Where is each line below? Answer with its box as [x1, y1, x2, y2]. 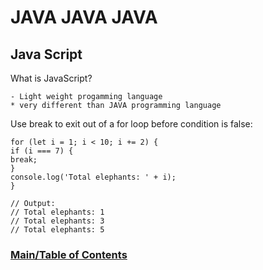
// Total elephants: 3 [10, 216, 105, 226]
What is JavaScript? [10, 72, 93, 84]
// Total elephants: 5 [10, 225, 105, 235]
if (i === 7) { [10, 146, 74, 156]
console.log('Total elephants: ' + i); [10, 172, 177, 182]
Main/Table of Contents [10, 247, 128, 261]
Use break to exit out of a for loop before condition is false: [10, 118, 253, 130]
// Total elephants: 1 [10, 207, 105, 217]
